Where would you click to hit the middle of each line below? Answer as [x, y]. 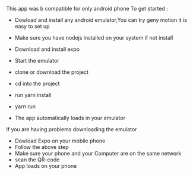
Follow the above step [42, 147]
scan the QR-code [37, 160]
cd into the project [37, 83]
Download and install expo [47, 49]
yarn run [25, 106]
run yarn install [33, 95]
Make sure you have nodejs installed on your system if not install [94, 38]
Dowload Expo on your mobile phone [60, 141]
